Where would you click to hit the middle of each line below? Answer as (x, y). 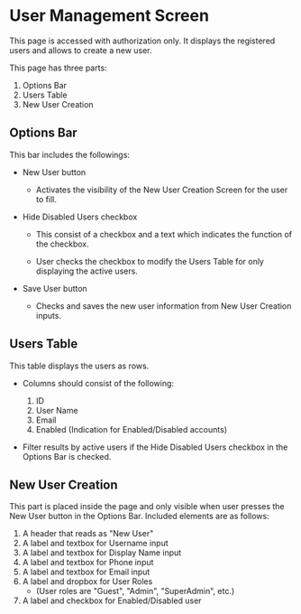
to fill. (46, 199)
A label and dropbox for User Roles (87, 581)
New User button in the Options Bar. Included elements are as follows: (139, 516)
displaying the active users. (87, 271)
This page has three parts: (58, 68)
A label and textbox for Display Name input (102, 553)
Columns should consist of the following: (98, 383)
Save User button (55, 288)
